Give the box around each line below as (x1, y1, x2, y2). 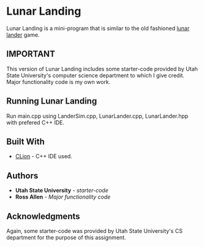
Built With (6, 136, 45, 146)
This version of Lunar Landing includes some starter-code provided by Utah (6, 65, 198, 72)
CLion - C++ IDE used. (15, 153, 72, 160)
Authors (6, 170, 39, 181)
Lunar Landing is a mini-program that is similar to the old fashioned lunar (6, 25, 190, 32)
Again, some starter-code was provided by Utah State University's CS (6, 227, 183, 234)
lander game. (6, 31, 40, 38)
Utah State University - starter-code (15, 187, 108, 194)
